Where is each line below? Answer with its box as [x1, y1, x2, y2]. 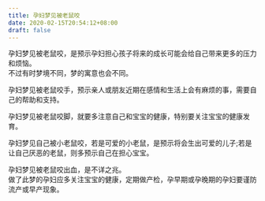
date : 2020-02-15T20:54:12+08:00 [8, 19, 118, 27]
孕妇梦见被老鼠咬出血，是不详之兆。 [8, 165, 126, 174]
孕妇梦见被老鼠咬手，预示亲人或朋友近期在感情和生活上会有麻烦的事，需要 [8, 85, 250, 95]
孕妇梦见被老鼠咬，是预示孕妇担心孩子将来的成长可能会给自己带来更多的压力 [8, 49, 257, 58]
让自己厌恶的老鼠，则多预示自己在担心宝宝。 [8, 148, 154, 158]
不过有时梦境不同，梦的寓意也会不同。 [8, 69, 132, 78]
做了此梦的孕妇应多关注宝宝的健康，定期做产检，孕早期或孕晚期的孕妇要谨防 [8, 175, 257, 184]
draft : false [8, 26, 51, 34]
